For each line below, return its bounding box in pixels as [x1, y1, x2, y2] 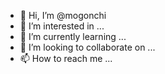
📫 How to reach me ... [19, 53, 113, 64]
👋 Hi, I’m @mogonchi [19, 10, 107, 21]
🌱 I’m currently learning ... [19, 31, 127, 42]
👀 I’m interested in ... [19, 20, 105, 32]
